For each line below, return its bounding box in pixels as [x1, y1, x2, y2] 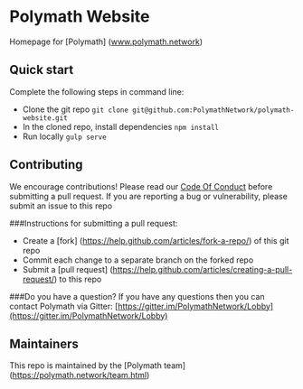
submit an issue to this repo [9, 200, 113, 211]
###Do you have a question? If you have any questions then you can [9, 291, 265, 301]
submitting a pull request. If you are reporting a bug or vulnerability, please [9, 190, 288, 201]
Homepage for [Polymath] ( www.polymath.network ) [9, 36, 204, 47]
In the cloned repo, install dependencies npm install [22, 121, 220, 132]
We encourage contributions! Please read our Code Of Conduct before [9, 181, 273, 191]
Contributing [9, 157, 83, 172]
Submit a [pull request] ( [22, 264, 113, 274]
